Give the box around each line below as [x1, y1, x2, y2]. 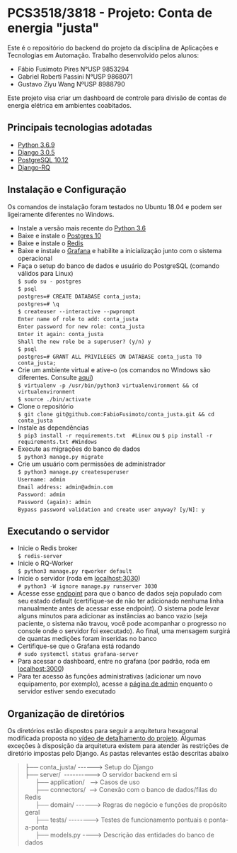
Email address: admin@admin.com [17, 484, 113, 491]
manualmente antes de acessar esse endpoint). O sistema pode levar [17, 604, 220, 613]
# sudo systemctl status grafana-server [17, 651, 139, 658]
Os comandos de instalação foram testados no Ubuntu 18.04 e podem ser [7, 202, 223, 211]
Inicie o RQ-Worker [17, 559, 74, 568]
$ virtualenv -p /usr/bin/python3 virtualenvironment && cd [17, 381, 199, 389]
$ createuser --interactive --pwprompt [17, 308, 136, 315]
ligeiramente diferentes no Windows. [7, 210, 115, 218]
